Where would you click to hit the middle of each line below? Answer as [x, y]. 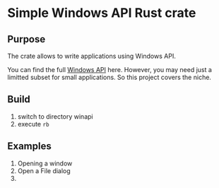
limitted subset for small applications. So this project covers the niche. [109, 77]
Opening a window [45, 163]
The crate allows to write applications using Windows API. [92, 56]
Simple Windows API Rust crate [102, 13]
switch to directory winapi [55, 116]
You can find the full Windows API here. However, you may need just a [109, 70]
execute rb [33, 124]
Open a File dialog [44, 170]
